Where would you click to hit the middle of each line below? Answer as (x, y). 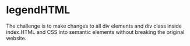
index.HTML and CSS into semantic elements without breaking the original (95, 32)
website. (16, 38)
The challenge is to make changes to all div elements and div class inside (94, 26)
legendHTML (38, 10)
